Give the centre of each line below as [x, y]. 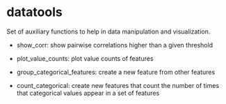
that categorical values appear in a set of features [88, 93]
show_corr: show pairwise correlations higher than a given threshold [115, 45]
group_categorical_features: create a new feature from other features [116, 72]
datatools [35, 12]
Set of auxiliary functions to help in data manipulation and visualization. [108, 31]
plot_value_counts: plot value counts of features [85, 58]
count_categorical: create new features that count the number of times [118, 85]
